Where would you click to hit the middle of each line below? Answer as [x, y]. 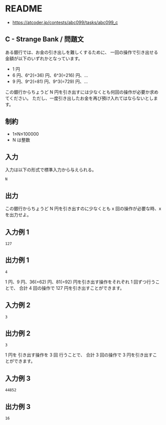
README [24, 9]
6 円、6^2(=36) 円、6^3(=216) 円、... [50, 75]
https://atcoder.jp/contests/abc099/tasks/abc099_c [65, 22]
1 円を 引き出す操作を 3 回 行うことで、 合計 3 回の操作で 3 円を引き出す [79, 355]
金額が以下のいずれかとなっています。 [44, 58]
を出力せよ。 [18, 215]
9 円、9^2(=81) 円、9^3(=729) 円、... [50, 81]
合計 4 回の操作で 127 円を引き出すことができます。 [72, 288]
